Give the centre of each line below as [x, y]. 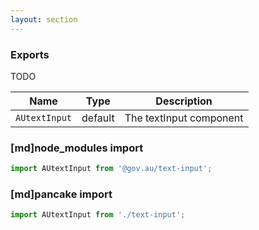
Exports [30, 54]
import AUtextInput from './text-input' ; [98, 215]
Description [184, 101]
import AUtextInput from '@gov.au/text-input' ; [111, 169]
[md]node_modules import [77, 148]
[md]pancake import [61, 194]
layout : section [44, 19]
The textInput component [184, 118]
